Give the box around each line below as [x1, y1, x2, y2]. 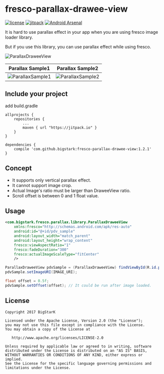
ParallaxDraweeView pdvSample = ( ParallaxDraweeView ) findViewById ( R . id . [5, 265, 159, 270]
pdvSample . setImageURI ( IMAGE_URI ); [5, 270, 78, 275]
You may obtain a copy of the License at [5, 327, 91, 331]
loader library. [5, 34, 33, 40]
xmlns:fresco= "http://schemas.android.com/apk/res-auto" [14, 224, 132, 230]
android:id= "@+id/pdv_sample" [14, 229, 76, 234]
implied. [5, 356, 23, 362]
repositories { [14, 117, 45, 121]
